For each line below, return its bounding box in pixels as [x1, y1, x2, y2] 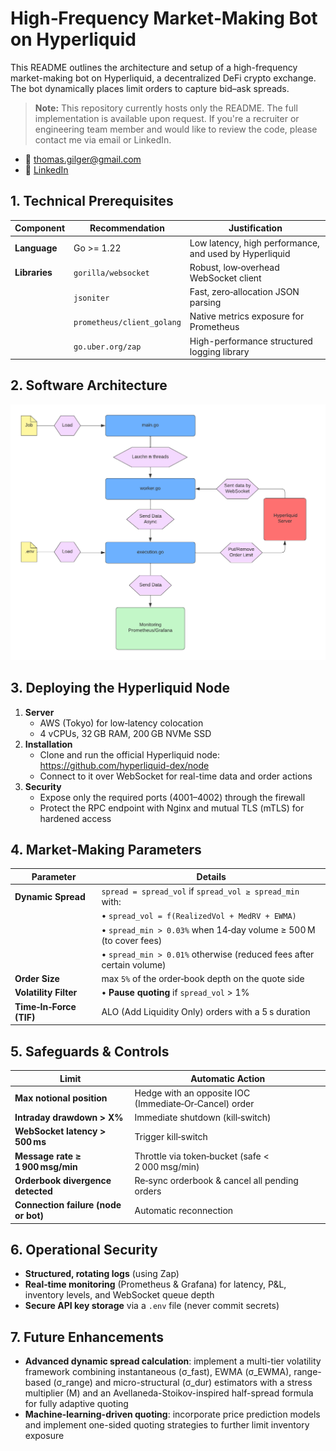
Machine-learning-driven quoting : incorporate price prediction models [24, 1408, 321, 1421]
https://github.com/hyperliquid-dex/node [39, 759, 210, 771]
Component [14, 222, 66, 234]
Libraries [14, 267, 53, 279]
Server [24, 706, 55, 718]
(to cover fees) [101, 934, 163, 946]
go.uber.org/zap [73, 342, 142, 352]
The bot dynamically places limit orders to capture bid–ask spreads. [10, 82, 290, 94]
